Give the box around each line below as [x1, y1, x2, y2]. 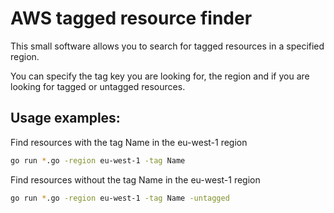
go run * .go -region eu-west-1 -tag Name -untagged [10, 193, 230, 203]
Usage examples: [10, 110, 121, 127]
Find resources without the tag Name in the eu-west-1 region [10, 173, 261, 186]
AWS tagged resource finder [10, 7, 253, 30]
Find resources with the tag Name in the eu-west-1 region [10, 136, 248, 148]
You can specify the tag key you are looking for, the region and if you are [10, 70, 310, 82]
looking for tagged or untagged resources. [10, 80, 186, 92]
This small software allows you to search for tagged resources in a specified [10, 40, 325, 52]
